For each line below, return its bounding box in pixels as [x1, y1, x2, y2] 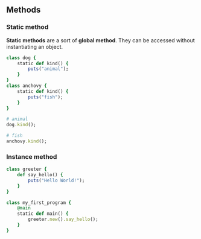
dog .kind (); [6, 122, 36, 128]
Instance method [6, 152, 57, 161]
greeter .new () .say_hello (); [28, 217, 98, 223]
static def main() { [17, 211, 69, 217]
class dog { [6, 54, 36, 61]
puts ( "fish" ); [28, 94, 63, 100]
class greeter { [6, 166, 47, 173]
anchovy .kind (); [6, 138, 47, 144]
